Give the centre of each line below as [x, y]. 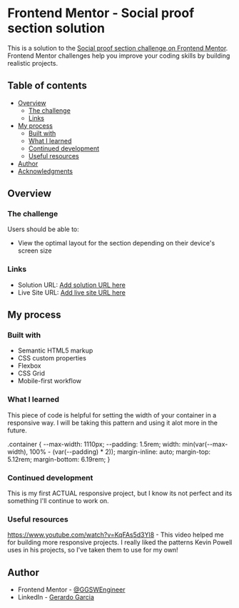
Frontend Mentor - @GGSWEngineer [71, 589]
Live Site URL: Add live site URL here [72, 292]
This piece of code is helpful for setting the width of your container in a [112, 415]
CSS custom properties [52, 358]
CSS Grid [31, 373]
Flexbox [29, 366]
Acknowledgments [45, 171]
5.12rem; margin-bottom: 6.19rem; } [59, 459]
